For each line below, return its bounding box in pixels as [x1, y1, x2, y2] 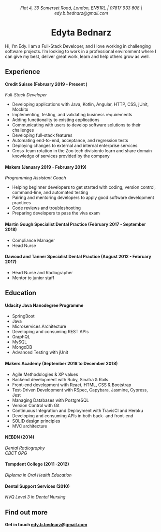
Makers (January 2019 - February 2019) [5, 164, 87, 170]
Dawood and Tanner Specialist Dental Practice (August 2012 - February [5, 254, 151, 260]
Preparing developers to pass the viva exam [12, 210, 100, 216]
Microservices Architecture [12, 323, 67, 329]
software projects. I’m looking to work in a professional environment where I [5, 48, 156, 54]
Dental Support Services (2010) [5, 483, 70, 489]
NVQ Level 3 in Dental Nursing [5, 494, 66, 500]
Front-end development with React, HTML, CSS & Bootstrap [12, 382, 132, 388]
